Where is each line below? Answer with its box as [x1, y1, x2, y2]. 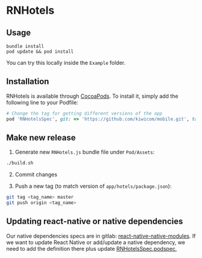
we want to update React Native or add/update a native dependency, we [6, 238, 185, 246]
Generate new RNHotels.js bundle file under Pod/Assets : [14, 148, 155, 156]
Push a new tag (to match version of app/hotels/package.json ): [14, 182, 172, 190]
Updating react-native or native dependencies [6, 217, 183, 227]
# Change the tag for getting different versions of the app [6, 110, 163, 116]
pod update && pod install [6, 49, 74, 55]
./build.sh [6, 160, 34, 166]
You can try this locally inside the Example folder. [6, 59, 126, 66]
